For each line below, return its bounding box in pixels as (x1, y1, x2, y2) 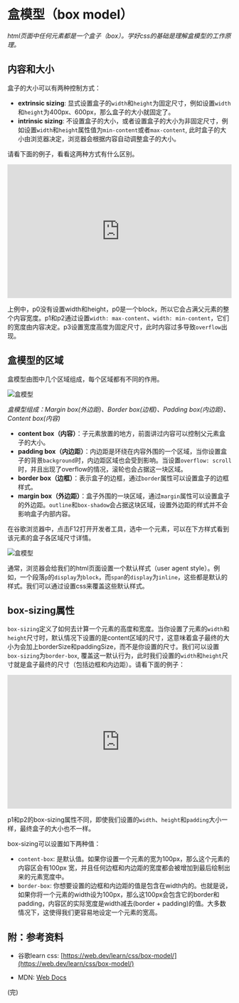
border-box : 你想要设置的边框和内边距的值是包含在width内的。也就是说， (17, 882, 232, 890)
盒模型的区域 (7, 355, 64, 367)
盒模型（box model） (7, 6, 133, 23)
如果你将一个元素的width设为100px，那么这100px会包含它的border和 (17, 890, 220, 899)
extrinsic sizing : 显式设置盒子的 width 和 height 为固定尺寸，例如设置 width (17, 98, 231, 107)
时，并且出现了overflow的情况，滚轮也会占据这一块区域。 (17, 464, 187, 473)
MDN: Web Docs (17, 973, 67, 982)
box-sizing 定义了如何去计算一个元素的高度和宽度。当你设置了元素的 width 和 (7, 625, 230, 633)
